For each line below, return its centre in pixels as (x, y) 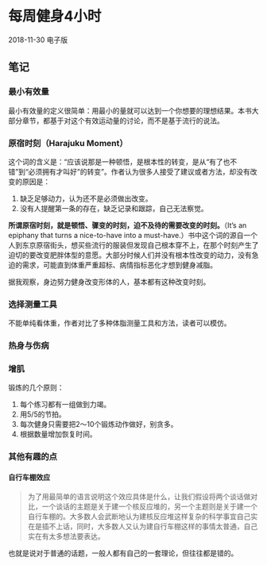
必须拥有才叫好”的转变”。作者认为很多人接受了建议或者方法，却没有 (139, 171)
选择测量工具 (33, 304)
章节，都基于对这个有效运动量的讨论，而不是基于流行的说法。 (123, 121)
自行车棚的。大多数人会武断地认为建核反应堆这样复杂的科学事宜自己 (139, 516)
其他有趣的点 (33, 457)
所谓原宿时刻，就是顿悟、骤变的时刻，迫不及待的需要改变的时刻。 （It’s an (128, 225)
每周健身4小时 (55, 16)
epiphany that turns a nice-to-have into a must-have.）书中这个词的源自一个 (133, 235)
